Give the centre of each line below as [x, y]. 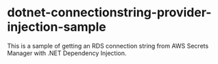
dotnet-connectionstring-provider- [109, 13]
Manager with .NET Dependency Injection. [67, 53]
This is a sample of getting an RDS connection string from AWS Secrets [108, 46]
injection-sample [57, 27]
